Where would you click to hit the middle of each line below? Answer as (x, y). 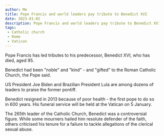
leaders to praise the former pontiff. (41, 89)
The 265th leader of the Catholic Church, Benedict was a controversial (76, 114)
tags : (10, 28)
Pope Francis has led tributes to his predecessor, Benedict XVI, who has (78, 55)
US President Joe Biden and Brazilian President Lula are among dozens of (79, 84)
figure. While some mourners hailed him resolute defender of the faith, (76, 119)
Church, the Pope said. (28, 75)
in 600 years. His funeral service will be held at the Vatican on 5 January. (79, 104)
